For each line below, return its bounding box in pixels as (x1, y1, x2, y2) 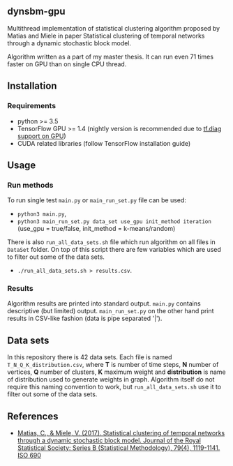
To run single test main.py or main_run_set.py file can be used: (7, 196, 187, 204)
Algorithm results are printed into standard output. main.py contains (7, 299, 201, 308)
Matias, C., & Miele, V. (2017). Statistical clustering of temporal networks (17, 429, 225, 437)
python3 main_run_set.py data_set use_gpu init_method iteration (17, 218, 211, 225)
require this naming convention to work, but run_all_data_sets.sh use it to (7, 383, 222, 391)
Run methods (7, 180, 54, 190)
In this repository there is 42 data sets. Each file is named (7, 353, 172, 361)
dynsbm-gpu (7, 6, 66, 17)
